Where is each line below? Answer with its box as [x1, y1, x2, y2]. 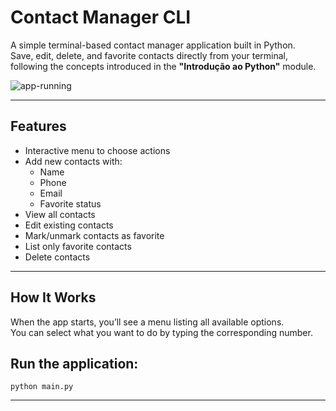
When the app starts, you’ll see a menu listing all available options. [10, 316, 285, 328]
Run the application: [10, 355, 139, 372]
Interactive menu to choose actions [24, 144, 171, 156]
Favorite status [39, 197, 102, 210]
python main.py [10, 382, 74, 392]
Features [10, 118, 67, 135]
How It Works [10, 289, 97, 306]
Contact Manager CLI [10, 6, 192, 29]
